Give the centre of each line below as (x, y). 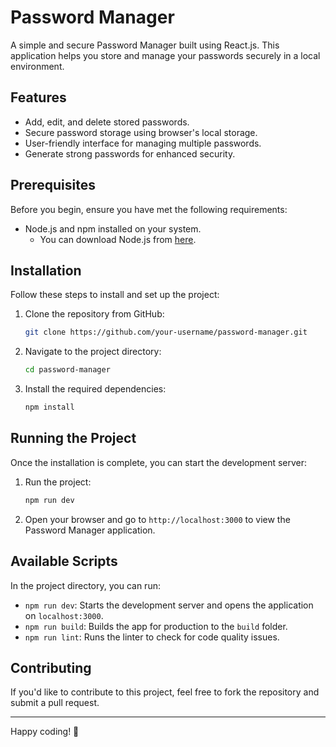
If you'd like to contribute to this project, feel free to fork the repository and (165, 692)
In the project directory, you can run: (85, 585)
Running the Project (73, 438)
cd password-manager (67, 370)
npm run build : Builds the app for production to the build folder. (156, 626)
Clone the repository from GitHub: (94, 314)
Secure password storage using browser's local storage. (141, 132)
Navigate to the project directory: (93, 352)
